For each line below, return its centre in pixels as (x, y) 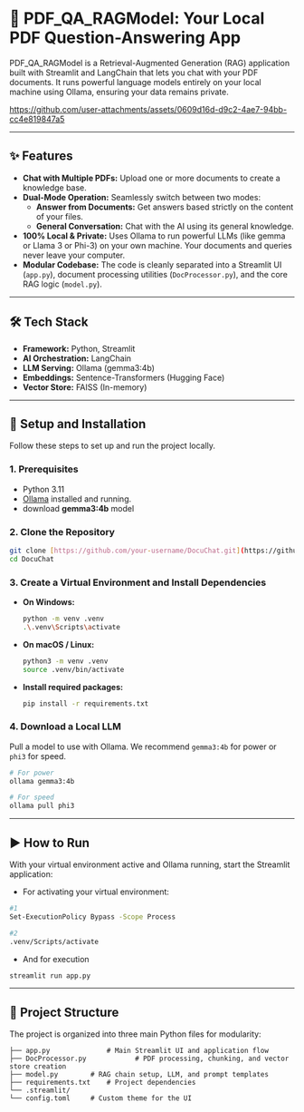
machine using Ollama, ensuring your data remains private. (119, 92)
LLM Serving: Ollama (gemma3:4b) (89, 367)
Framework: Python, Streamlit (79, 348)
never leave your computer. (73, 255)
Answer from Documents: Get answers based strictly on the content (165, 207)
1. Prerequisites (44, 469)
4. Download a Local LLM (66, 727)
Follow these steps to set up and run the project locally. (112, 446)
